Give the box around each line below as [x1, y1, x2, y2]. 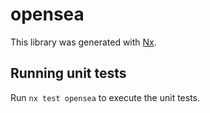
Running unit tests [10, 65, 127, 82]
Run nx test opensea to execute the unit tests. [10, 91, 201, 103]
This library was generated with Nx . [10, 36, 157, 48]
